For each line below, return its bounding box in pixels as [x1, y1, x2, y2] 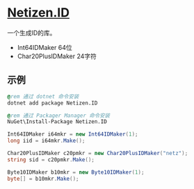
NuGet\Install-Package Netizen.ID [7, 118, 108, 125]
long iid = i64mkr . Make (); [7, 137, 86, 145]
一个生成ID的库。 [7, 28, 56, 37]
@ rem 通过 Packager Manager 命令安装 [7, 112, 111, 119]
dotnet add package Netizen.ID [7, 99, 98, 107]
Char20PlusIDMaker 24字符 [17, 52, 97, 60]
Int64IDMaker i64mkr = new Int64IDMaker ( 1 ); [7, 131, 138, 138]
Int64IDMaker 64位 [17, 43, 72, 51]
